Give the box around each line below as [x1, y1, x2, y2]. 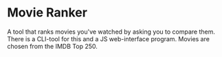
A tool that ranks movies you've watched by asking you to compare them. [7, 27, 215, 36]
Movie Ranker [7, 5, 88, 21]
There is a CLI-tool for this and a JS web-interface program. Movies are [7, 34, 210, 43]
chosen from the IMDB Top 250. [7, 42, 98, 50]
